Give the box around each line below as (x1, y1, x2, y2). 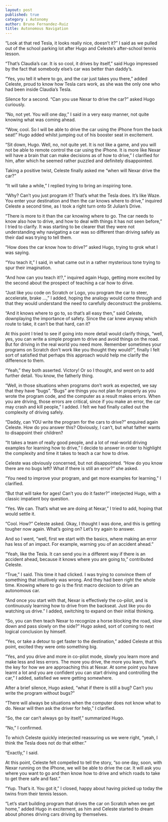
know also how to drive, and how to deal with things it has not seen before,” (5, 218, 162, 225)
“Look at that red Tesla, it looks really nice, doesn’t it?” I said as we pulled (5, 40, 157, 46)
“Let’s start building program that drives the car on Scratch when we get (5, 801, 155, 807)
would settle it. (5, 511, 36, 517)
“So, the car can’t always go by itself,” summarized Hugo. (5, 715, 124, 721)
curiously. (5, 101, 26, 108)
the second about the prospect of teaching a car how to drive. (5, 280, 134, 286)
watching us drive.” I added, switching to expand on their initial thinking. (5, 608, 154, 614)
